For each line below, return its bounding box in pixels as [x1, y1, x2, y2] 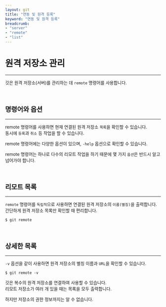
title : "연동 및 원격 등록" [5, 12, 56, 17]
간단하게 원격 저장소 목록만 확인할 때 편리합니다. [5, 207, 98, 213]
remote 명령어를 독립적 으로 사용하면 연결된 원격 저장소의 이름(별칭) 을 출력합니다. [5, 202, 157, 207]
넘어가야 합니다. [5, 157, 36, 163]
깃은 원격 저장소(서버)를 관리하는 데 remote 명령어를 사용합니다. [5, 80, 127, 86]
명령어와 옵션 [5, 105, 43, 114]
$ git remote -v [5, 270, 39, 275]
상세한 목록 [5, 242, 37, 250]
